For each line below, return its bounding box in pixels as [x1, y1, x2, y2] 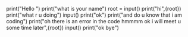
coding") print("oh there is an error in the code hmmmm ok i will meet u [6, 18, 181, 24]
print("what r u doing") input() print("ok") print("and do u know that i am [6, 11, 183, 18]
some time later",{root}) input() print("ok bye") [6, 24, 119, 31]
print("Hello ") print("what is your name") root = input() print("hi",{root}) [6, 5, 181, 12]
